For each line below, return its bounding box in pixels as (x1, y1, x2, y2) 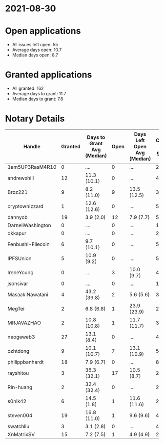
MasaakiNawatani (7, 291, 49, 298)
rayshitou (7, 370, 29, 376)
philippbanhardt (7, 359, 44, 366)
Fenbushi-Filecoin (7, 241, 50, 248)
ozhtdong (7, 348, 30, 354)
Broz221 (7, 189, 28, 195)
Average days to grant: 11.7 (12, 91, 66, 97)
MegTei (7, 305, 25, 312)
